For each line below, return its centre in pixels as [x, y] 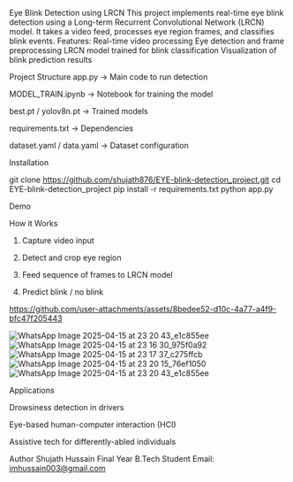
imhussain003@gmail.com [57, 468]
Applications [32, 390]
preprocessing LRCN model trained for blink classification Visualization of [143, 50]
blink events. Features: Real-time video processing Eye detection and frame [147, 41]
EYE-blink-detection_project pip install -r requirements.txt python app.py [141, 189]
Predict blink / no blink [63, 292]
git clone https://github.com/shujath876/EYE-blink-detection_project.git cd [145, 180]
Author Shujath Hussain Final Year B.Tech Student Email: [112, 459]
